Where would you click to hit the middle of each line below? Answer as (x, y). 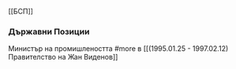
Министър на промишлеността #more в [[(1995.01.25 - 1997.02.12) (118, 49)
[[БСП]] (21, 11)
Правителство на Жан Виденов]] (63, 57)
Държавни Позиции (49, 31)
